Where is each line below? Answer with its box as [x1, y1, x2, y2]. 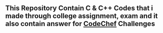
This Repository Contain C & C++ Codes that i [5, 4, 153, 12]
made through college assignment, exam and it [5, 12, 158, 20]
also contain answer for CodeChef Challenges [5, 19, 155, 28]
